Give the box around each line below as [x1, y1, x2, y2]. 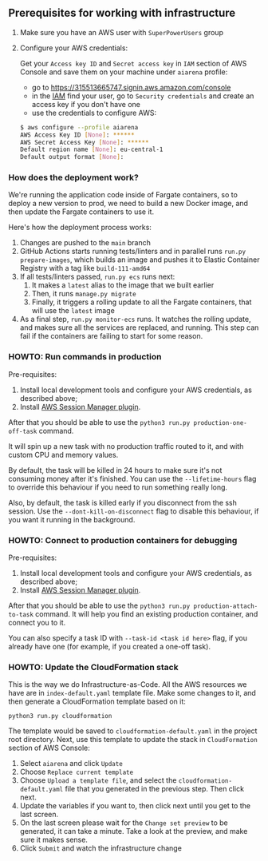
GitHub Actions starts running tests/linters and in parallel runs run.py [19, 247, 246, 256]
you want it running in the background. [8, 514, 136, 524]
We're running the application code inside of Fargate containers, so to [8, 190, 238, 200]
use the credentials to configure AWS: [31, 108, 157, 117]
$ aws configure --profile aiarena [19, 123, 139, 131]
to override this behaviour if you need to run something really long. [8, 482, 228, 492]
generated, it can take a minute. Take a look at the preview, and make [19, 827, 248, 836]
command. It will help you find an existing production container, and [35, 609, 258, 619]
